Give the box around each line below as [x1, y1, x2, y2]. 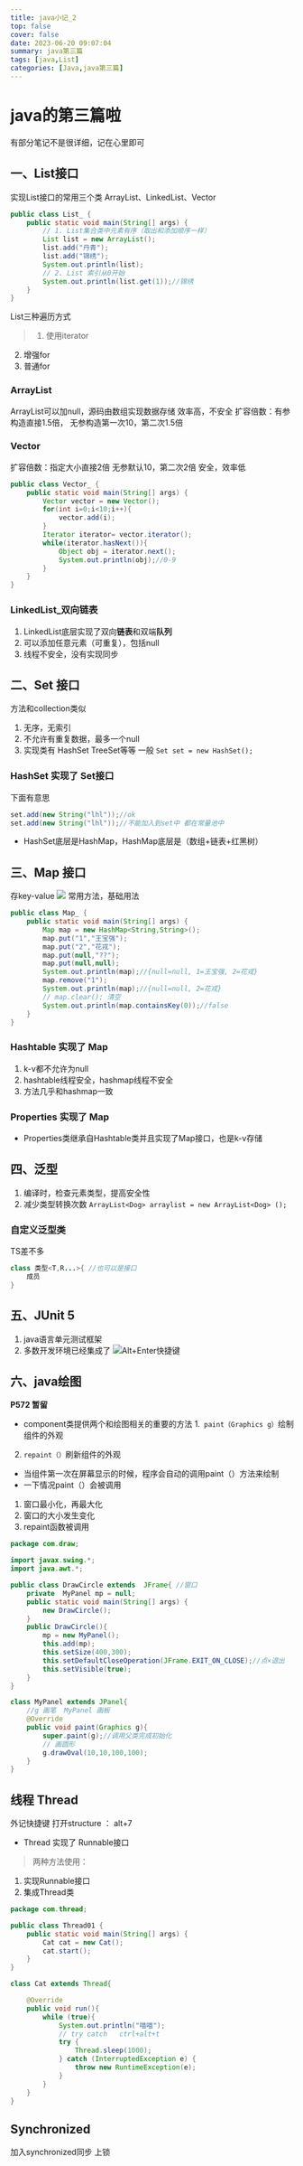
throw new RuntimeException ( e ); [74, 2063, 197, 2072]
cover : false [10, 30, 60, 39]
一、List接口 [10, 166, 79, 182]
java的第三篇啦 [10, 106, 122, 127]
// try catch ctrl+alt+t [58, 2030, 161, 2039]
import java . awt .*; [10, 1564, 84, 1573]
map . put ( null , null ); [42, 959, 120, 968]
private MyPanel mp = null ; [26, 1589, 136, 1598]
